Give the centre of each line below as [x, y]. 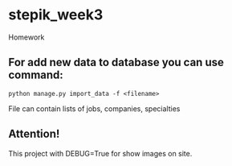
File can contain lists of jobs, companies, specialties [94, 108]
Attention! [34, 134]
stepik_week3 [56, 15]
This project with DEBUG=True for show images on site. [100, 153]
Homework [26, 37]
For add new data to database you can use [116, 62]
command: [36, 75]
